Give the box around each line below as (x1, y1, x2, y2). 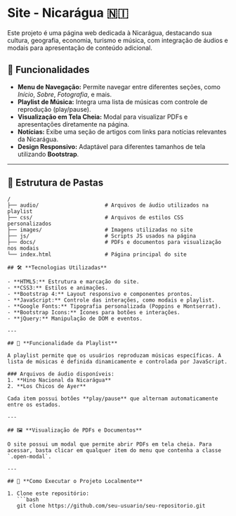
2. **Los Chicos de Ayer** (7, 382, 86, 389)
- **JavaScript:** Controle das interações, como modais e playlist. (7, 297, 216, 304)
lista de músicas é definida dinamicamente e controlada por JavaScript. (7, 358, 228, 365)
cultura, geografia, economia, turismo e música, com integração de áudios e (7, 36, 228, 44)
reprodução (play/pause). (17, 105, 91, 113)
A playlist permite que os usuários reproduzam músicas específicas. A (7, 351, 221, 359)
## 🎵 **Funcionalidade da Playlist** (7, 340, 118, 347)
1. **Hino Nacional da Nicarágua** (7, 376, 112, 384)
